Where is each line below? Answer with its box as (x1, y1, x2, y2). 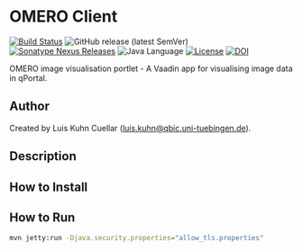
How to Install (9, 179, 88, 194)
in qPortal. (9, 72, 48, 83)
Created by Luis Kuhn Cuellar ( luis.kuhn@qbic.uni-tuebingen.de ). (9, 122, 252, 133)
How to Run (9, 210, 76, 225)
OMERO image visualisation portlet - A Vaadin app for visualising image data (9, 63, 293, 74)
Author (9, 99, 50, 114)
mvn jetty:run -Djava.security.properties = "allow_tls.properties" (9, 234, 264, 243)
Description (9, 148, 77, 164)
